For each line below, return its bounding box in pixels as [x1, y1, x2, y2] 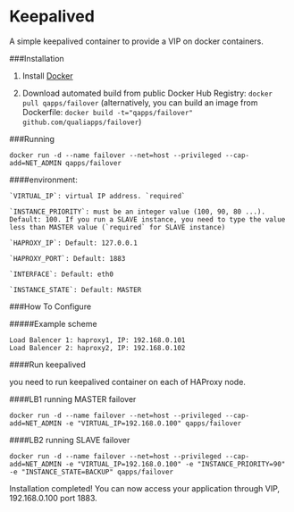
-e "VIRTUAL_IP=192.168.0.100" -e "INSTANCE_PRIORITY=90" [65, 459, 286, 468]
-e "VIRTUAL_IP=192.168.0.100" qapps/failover [65, 418, 242, 428]
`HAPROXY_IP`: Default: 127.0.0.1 [9, 239, 139, 248]
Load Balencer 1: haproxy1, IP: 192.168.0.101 [9, 335, 186, 345]
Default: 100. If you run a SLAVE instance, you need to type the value [9, 214, 286, 224]
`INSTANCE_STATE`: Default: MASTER [9, 285, 142, 294]
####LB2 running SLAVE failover [9, 434, 130, 445]
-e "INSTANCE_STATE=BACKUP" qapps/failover [9, 467, 174, 476]
